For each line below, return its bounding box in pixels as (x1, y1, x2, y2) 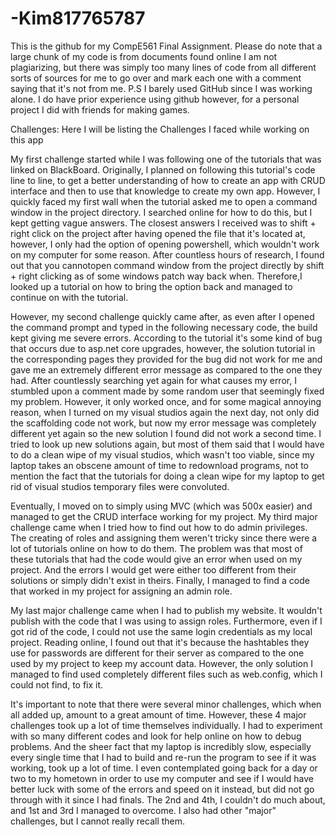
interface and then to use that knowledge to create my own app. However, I (10, 185, 321, 197)
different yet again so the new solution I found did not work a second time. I (10, 427, 322, 439)
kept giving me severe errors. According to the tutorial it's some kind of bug (10, 332, 323, 344)
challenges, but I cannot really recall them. (10, 815, 186, 827)
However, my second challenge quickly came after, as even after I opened (10, 310, 315, 322)
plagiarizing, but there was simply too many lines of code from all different (10, 61, 317, 73)
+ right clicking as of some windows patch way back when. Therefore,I (10, 270, 303, 282)
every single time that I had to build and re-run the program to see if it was (10, 751, 317, 763)
